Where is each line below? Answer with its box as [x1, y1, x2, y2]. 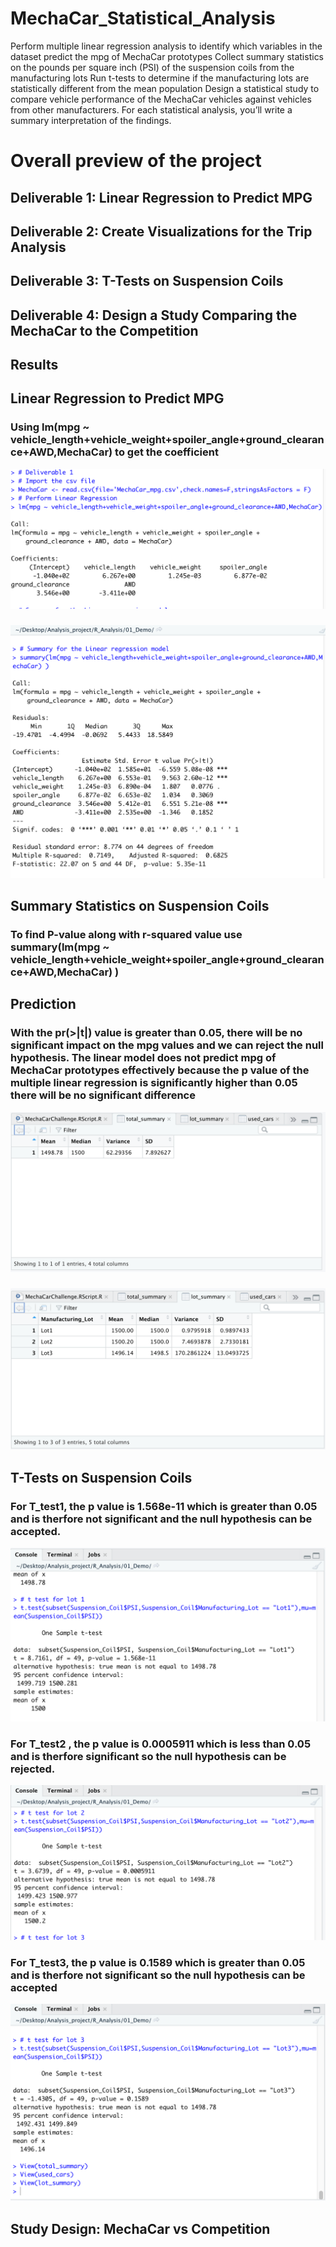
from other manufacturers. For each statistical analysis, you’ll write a [10, 103, 293, 116]
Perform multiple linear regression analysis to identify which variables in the [10, 40, 323, 52]
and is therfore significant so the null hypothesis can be [10, 1749, 287, 1763]
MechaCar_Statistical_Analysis [10, 7, 276, 30]
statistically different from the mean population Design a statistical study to [10, 82, 320, 94]
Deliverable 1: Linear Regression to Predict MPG [10, 189, 313, 206]
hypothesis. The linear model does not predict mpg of [10, 1051, 277, 1065]
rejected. [10, 1762, 56, 1776]
